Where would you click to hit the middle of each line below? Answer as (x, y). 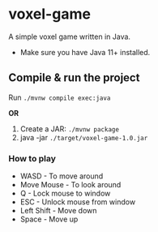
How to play (32, 158)
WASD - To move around (62, 176)
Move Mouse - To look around (70, 185)
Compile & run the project (74, 78)
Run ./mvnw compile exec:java (60, 97)
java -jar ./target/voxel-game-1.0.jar (84, 137)
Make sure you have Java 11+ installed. (85, 52)
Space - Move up (49, 219)
